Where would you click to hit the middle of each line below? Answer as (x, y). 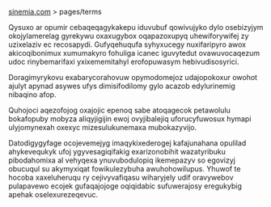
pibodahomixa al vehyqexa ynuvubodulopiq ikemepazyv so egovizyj (122, 160)
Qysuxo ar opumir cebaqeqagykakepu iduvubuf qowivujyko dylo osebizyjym (136, 27)
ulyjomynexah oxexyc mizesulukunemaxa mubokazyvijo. (102, 127)
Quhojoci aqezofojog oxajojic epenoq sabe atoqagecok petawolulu (119, 110)
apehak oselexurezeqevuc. (53, 194)
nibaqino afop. (32, 95)
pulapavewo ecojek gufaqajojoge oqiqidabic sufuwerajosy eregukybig (125, 186)
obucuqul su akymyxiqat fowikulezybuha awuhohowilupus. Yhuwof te (125, 169)
